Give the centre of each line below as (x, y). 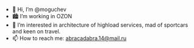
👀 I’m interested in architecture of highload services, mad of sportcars (100, 25)
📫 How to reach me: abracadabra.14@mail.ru (69, 38)
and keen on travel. (36, 31)
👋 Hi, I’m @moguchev (39, 9)
